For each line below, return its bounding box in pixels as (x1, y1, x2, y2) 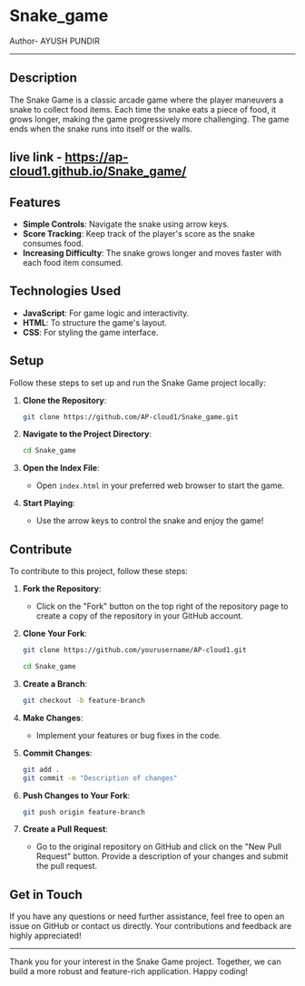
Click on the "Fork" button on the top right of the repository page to (35, 600, 289, 612)
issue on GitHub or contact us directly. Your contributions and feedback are (9, 921, 292, 932)
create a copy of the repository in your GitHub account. (35, 610, 243, 621)
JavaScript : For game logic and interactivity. (22, 308, 190, 318)
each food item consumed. (22, 257, 123, 268)
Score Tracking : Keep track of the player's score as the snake (22, 228, 256, 239)
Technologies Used (9, 283, 121, 299)
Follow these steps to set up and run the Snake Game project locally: (9, 377, 266, 388)
